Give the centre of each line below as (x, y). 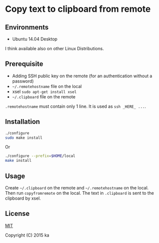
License (17, 214)
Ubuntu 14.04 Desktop (35, 39)
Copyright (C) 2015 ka (27, 235)
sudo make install (24, 138)
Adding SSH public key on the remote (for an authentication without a (82, 76)
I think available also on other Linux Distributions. (55, 48)
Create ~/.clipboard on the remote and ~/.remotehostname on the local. (77, 187)
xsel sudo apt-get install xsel (44, 91)
